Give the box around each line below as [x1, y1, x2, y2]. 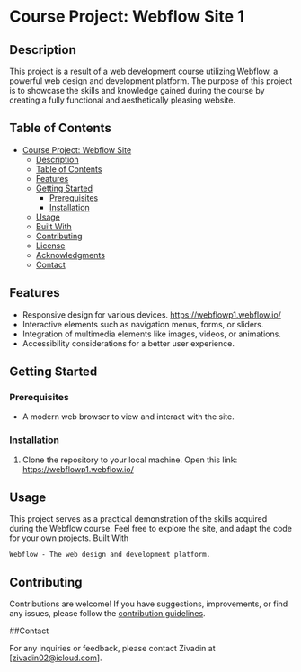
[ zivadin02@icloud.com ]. [9, 652, 102, 663]
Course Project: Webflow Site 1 [9, 6, 244, 27]
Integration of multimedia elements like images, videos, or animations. [22, 328, 281, 339]
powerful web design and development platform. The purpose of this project [9, 76, 293, 86]
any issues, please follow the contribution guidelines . [9, 608, 206, 619]
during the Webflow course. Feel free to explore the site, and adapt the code [9, 524, 292, 534]
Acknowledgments [35, 249, 106, 260]
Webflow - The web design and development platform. [9, 551, 211, 560]
